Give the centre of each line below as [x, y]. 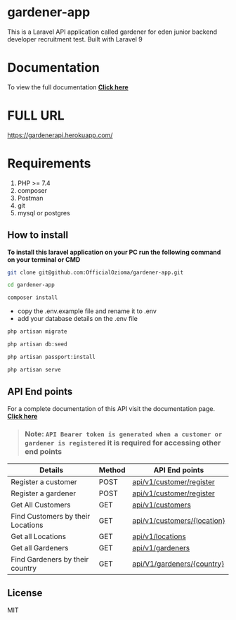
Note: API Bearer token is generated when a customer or [123, 434]
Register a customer [44, 481]
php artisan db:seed [38, 344]
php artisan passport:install [52, 357]
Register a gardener [44, 493]
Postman [30, 198]
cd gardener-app [31, 285]
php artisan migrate [38, 331]
